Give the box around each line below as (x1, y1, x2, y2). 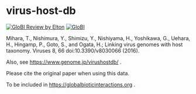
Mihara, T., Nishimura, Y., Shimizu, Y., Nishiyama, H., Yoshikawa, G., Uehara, (6, 34, 191, 41)
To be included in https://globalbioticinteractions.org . (6, 81, 136, 88)
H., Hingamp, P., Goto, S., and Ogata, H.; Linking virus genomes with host (6, 41, 183, 48)
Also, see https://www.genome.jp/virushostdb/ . (6, 58, 122, 65)
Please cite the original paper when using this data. (6, 69, 130, 76)
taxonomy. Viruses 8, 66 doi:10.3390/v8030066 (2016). (6, 47, 140, 54)
